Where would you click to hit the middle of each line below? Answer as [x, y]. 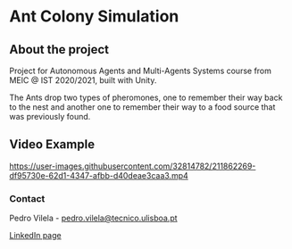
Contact [27, 198]
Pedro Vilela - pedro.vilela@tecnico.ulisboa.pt [93, 218]
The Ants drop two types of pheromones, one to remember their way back [146, 97]
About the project [59, 50]
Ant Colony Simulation [94, 17]
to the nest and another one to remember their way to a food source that [142, 107]
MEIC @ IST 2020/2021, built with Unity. [83, 80]
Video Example [52, 145]
